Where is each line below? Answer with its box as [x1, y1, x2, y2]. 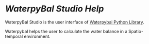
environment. [24, 33, 50, 39]
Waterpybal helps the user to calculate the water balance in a [5, 28, 128, 34]
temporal [5, 33, 23, 39]
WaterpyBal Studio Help [5, 3, 104, 14]
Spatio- [128, 28, 144, 34]
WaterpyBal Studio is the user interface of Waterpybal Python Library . [5, 19, 145, 25]
